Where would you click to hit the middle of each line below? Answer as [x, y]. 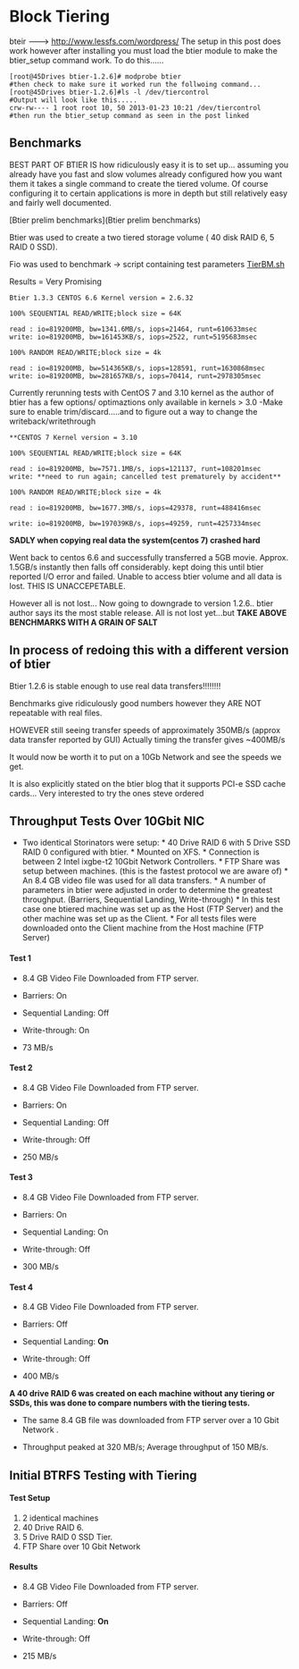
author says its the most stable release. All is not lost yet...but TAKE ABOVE [148, 612]
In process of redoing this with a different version [149, 650]
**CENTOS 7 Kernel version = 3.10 [74, 437]
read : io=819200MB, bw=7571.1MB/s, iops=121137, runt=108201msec [135, 468]
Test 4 [21, 1287]
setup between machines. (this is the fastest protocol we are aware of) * [155, 871]
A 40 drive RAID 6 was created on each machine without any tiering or [142, 1394]
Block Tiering [59, 17]
